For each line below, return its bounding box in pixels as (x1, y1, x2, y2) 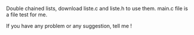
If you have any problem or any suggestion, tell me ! (6, 23, 132, 29)
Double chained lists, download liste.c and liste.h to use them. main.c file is (6, 5, 188, 12)
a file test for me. (6, 11, 48, 18)
